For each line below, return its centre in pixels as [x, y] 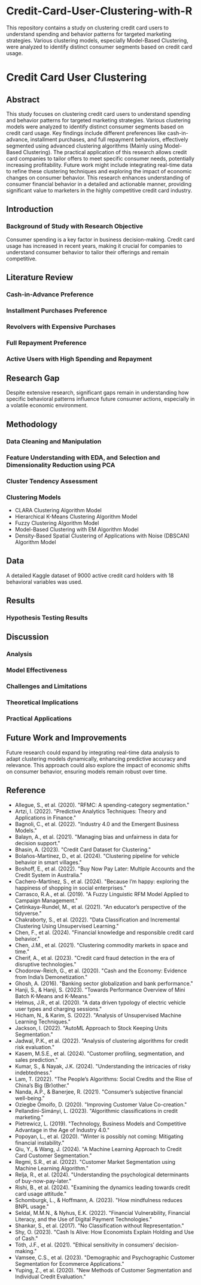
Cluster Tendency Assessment [52, 481]
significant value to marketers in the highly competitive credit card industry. [99, 190]
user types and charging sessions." [58, 1008]
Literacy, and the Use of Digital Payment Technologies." [83, 1219]
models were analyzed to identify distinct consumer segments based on [95, 127]
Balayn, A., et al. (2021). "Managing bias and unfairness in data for [96, 837]
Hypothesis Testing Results [47, 618]
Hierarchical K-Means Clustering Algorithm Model [76, 517]
